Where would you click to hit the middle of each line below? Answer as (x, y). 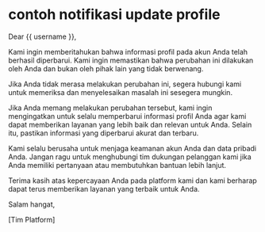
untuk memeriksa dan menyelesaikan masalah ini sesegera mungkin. (120, 92)
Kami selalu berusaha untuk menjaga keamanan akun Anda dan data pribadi (132, 148)
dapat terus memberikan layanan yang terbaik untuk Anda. (104, 188)
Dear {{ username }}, (42, 36)
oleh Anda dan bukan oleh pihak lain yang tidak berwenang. (106, 68)
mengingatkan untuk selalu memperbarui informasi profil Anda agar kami (127, 116)
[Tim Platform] (32, 219)
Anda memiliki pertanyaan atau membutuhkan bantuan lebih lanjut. (117, 165)
